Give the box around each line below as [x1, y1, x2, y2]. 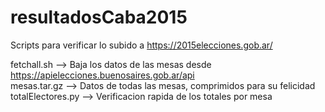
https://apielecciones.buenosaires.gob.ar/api [10, 69, 195, 81]
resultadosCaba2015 [10, 6, 188, 29]
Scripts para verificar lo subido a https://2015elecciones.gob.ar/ [10, 39, 273, 51]
